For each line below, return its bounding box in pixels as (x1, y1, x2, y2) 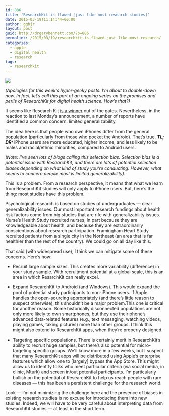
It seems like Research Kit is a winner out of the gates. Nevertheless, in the (5, 108, 161, 114)
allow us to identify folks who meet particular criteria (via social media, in (12, 364, 164, 370)
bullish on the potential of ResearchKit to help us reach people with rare (12, 375, 162, 381)
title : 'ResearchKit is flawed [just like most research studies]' (5, 12, 150, 17)
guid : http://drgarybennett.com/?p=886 (5, 31, 89, 36)
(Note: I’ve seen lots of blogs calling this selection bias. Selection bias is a (5, 154, 160, 160)
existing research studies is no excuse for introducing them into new (5, 395, 147, 401)
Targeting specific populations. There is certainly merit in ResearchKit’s (12, 337, 161, 343)
